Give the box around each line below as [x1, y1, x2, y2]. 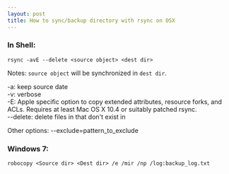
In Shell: [7, 40, 36, 50]
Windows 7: [7, 144, 49, 153]
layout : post [7, 10, 46, 18]
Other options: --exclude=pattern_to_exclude [7, 126, 139, 134]
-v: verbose [7, 90, 42, 98]
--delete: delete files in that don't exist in [7, 112, 126, 121]
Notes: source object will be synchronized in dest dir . [7, 69, 168, 77]
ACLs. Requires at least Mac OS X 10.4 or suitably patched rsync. [7, 105, 197, 113]
